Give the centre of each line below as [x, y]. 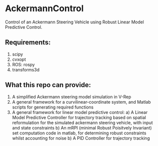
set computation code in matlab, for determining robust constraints [79, 133]
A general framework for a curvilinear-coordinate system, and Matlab [81, 102]
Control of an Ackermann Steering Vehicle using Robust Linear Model [75, 22]
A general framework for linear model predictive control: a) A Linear [80, 112]
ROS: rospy [23, 64]
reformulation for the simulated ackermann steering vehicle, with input [82, 123]
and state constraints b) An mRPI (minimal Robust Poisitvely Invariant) [82, 128]
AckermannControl [44, 9]
